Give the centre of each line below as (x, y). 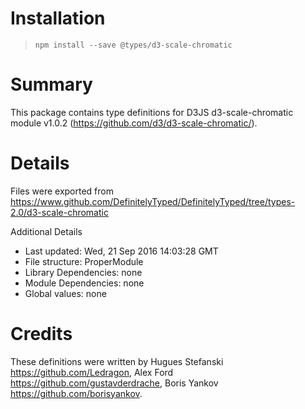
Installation (58, 18)
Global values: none (65, 293)
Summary (51, 84)
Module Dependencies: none (84, 283)
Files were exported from (62, 191)
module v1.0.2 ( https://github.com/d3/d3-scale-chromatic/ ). (134, 123)
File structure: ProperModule (84, 261)
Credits (41, 334)
